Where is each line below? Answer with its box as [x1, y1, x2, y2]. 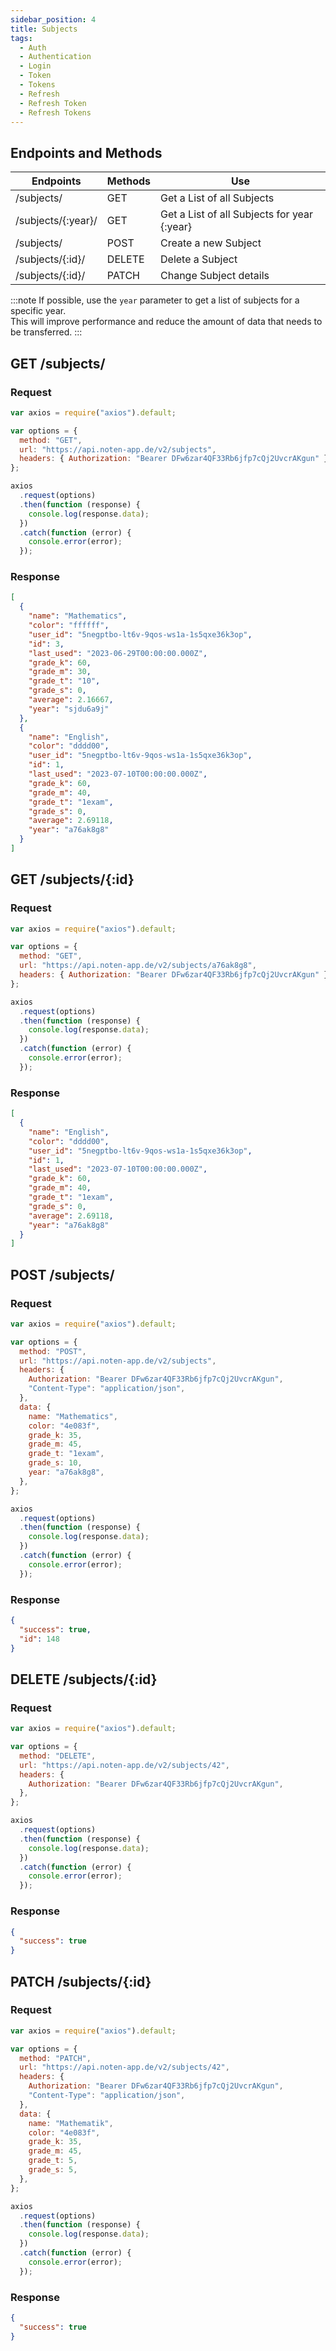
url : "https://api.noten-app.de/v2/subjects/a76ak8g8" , [19, 961, 257, 971]
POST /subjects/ [10, 1266, 115, 1283]
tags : [10, 33, 33, 43]
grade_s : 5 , [28, 2165, 78, 2175]
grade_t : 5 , [28, 2156, 78, 2166]
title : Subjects [10, 24, 78, 34]
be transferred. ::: [10, 326, 83, 338]
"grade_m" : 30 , [28, 667, 92, 677]
